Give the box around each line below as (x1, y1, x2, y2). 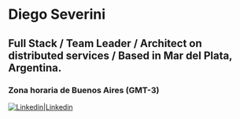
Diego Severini (8, 5, 106, 23)
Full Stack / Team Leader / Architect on (8, 37, 202, 50)
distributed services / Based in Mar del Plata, (8, 49, 233, 62)
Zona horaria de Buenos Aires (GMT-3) (8, 85, 160, 96)
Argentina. (8, 61, 62, 74)
